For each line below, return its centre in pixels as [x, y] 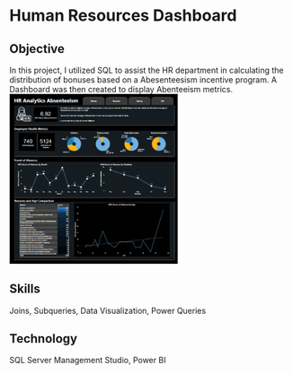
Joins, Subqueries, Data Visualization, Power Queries [108, 310]
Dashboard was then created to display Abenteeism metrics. [121, 89]
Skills [25, 289]
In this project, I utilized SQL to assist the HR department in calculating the [147, 70]
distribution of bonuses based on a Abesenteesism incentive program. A [143, 80]
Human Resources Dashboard [123, 16]
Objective [37, 49]
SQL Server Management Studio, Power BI [88, 361]
